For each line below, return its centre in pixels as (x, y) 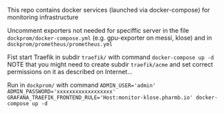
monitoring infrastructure (43, 17)
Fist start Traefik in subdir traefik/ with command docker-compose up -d (111, 57)
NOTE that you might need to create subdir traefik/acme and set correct (110, 64)
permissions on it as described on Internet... (70, 72)
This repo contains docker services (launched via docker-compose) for (109, 10)
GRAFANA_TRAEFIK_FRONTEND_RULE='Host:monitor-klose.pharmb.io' (100, 98)
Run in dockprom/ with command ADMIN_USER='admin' (82, 85)
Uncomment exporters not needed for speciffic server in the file (98, 31)
